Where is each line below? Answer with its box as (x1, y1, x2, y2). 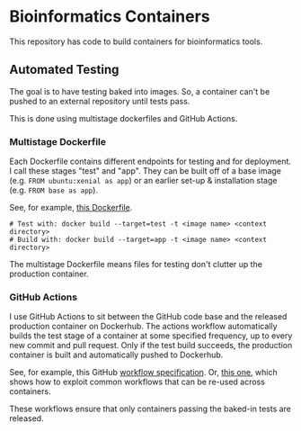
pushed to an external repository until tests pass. (9, 95, 190, 106)
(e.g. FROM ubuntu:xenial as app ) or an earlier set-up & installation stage (9, 175, 278, 186)
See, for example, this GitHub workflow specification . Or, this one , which (9, 367, 278, 378)
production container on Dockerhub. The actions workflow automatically (9, 321, 278, 332)
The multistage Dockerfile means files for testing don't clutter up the (9, 259, 263, 270)
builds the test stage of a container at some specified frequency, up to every (9, 330, 293, 341)
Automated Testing (9, 62, 120, 77)
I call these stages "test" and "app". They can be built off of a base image (9, 166, 281, 176)
